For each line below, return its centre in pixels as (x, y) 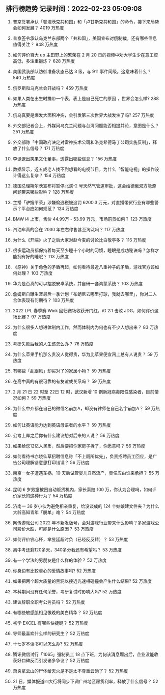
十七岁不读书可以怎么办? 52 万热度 (48, 644)
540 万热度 (24, 77)
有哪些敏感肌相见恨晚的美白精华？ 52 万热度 (57, 612)
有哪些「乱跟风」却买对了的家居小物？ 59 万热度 (62, 371)
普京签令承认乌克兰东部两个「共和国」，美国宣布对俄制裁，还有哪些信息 (85, 38)
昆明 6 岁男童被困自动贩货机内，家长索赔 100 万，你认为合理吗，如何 (82, 489)
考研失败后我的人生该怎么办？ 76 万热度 (53, 344)
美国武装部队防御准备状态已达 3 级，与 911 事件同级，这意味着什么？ (82, 71)
